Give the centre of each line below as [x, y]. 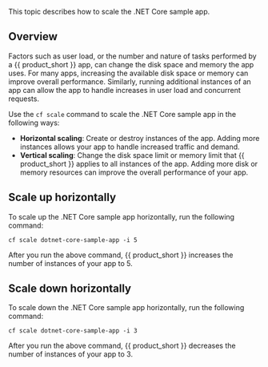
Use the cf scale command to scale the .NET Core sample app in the [122, 114]
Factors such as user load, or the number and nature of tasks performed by [133, 56]
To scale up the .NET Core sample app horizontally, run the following [121, 216]
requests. [24, 99]
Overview [33, 36]
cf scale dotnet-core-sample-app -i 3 [73, 331]
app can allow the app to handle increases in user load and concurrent [125, 90]
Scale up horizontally [62, 198]
